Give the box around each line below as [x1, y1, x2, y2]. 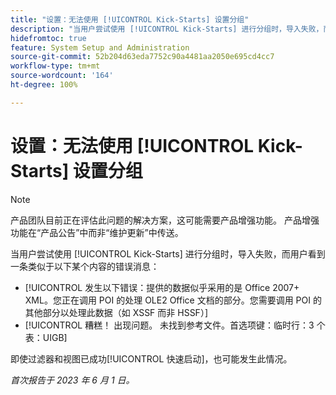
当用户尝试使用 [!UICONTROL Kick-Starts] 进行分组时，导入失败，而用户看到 [10, 247, 326, 260]
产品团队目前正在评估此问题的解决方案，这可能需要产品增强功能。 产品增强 [10, 214, 320, 226]
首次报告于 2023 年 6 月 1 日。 [10, 374, 135, 386]
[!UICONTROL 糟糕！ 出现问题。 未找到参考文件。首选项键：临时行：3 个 [24, 319, 326, 331]
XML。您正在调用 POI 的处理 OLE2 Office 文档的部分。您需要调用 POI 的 [24, 294, 322, 306]
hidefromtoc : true [10, 33, 87, 43]
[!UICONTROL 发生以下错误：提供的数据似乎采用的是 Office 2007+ [24, 281, 300, 293]
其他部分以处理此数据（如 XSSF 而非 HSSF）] [24, 306, 208, 318]
